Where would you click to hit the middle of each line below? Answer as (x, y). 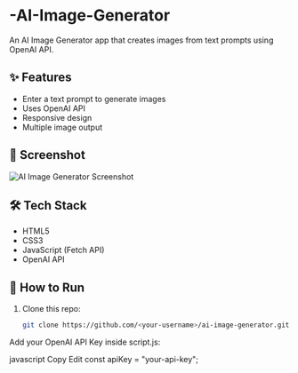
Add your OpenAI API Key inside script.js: (85, 342)
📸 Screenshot (48, 155)
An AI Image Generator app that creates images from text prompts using (141, 40)
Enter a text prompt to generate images (94, 99)
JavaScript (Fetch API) (63, 250)
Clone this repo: (51, 309)
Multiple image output (62, 127)
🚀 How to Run (47, 287)
